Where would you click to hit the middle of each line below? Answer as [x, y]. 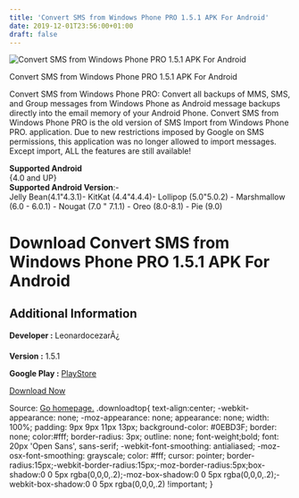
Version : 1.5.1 [35, 356]
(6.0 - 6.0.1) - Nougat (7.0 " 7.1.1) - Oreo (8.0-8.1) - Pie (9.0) [116, 207]
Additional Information [73, 313]
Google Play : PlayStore [53, 374]
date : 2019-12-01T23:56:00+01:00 [71, 26]
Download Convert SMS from [120, 243]
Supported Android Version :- [64, 188]
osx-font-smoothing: [47, 456]
